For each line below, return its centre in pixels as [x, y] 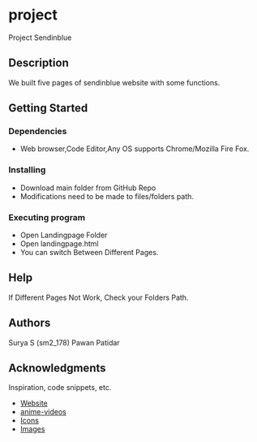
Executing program [47, 217]
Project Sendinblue [40, 37]
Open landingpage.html [59, 244]
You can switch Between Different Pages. [89, 253]
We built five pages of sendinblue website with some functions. [114, 82]
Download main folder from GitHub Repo [88, 188]
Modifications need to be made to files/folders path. [107, 196]
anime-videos [43, 412]
